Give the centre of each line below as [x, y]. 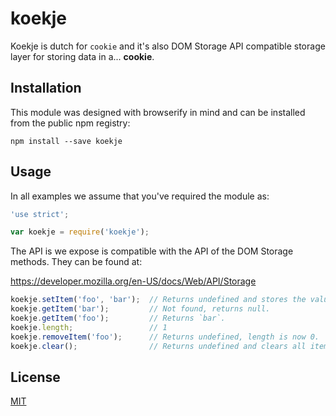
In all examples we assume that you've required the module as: [140, 196]
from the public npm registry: [70, 123]
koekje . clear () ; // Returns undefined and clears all [158, 346]
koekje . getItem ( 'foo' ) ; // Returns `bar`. [118, 318]
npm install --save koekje [66, 141]
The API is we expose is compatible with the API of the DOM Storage [152, 251]
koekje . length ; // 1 [89, 327]
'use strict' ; [40, 214]
